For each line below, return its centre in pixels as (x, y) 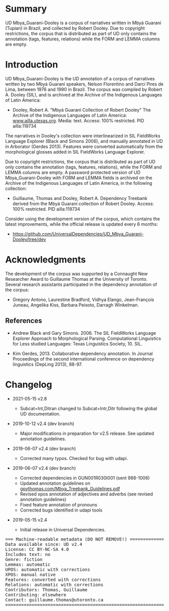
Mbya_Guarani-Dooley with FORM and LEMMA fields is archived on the (79, 178)
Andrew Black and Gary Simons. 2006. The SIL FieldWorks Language (84, 333)
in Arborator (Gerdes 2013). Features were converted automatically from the (84, 146)
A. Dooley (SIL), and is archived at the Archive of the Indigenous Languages (84, 94)
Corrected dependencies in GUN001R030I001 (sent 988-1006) (85, 478)
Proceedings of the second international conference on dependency (83, 359)
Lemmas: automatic (28, 564)
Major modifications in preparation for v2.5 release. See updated (87, 433)
